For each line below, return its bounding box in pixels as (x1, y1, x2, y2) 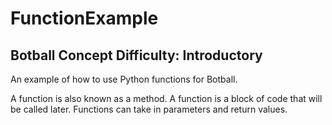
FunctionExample (10, 7, 159, 30)
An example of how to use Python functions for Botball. (10, 73, 238, 85)
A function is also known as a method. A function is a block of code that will (10, 93, 323, 104)
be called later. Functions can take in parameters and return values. (10, 103, 288, 115)
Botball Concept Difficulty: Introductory (10, 47, 263, 64)
